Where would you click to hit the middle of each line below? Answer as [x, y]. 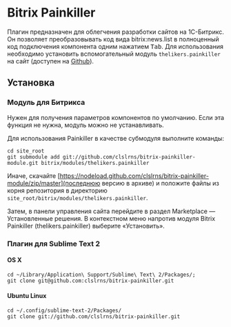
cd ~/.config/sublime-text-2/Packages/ [64, 310]
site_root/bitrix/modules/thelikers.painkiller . [78, 197]
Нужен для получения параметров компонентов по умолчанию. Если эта [116, 117]
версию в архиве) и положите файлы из [160, 183]
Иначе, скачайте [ [34, 176]
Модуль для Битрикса [46, 103]
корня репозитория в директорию [58, 190]
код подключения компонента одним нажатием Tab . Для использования [115, 46]
